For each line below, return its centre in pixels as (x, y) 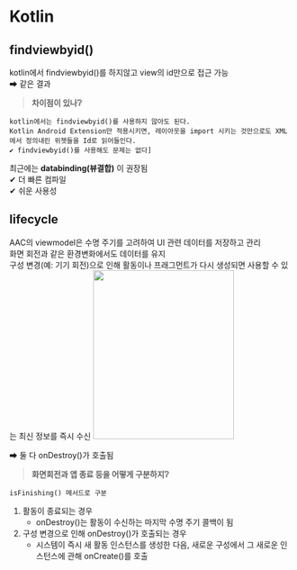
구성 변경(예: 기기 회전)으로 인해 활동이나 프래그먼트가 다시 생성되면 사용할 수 (144, 265)
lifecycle (34, 219)
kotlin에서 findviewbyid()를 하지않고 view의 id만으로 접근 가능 (119, 72)
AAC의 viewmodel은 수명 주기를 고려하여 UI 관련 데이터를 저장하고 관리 (135, 242)
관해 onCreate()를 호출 (108, 556)
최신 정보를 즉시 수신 (55, 436)
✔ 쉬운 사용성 (33, 190)
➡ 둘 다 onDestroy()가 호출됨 (62, 455)
